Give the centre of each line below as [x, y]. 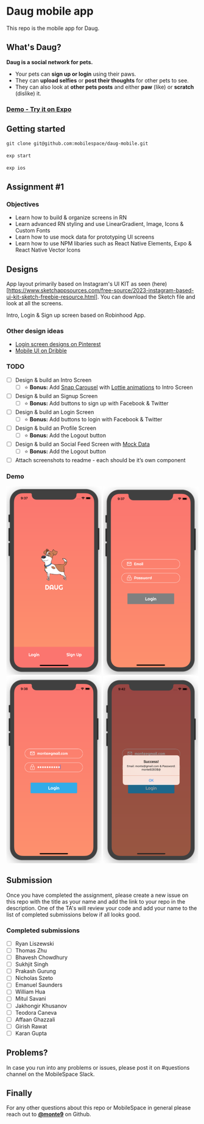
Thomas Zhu [31, 951]
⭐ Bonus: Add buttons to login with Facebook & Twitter [93, 419]
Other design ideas [35, 331]
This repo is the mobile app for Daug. [53, 28]
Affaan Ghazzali [35, 1019]
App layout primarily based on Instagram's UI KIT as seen [79, 284]
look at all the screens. [35, 303]
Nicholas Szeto [34, 978]
